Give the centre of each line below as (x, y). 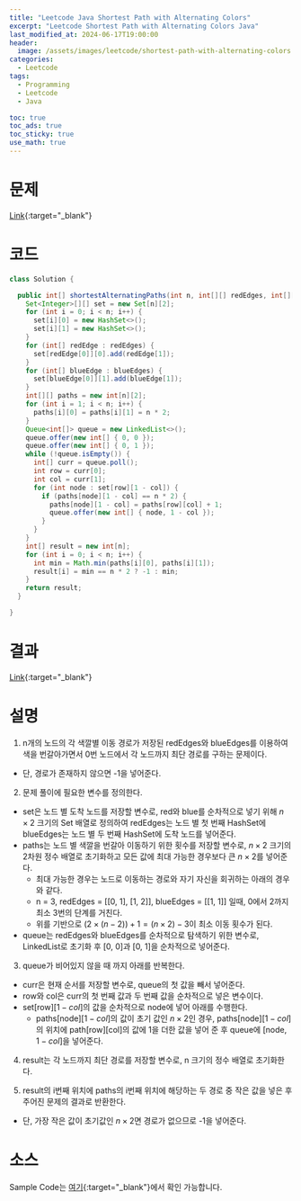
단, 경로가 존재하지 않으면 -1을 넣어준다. (92, 773)
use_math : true (38, 143)
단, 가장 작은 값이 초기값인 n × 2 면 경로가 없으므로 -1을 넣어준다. (134, 1120)
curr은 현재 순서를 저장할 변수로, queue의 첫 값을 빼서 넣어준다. (133, 984)
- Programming (44, 85)
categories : (31, 59)
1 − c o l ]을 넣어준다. (69, 1041)
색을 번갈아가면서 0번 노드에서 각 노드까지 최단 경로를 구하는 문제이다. (145, 754)
